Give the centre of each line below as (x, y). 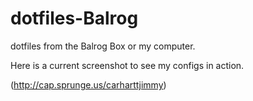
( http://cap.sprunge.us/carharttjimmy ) (88, 84)
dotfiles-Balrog (74, 18)
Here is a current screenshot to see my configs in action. (127, 65)
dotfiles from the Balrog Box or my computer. (103, 46)
